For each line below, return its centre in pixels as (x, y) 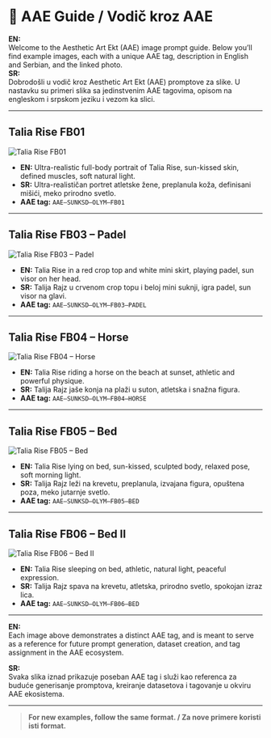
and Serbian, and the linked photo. (66, 65)
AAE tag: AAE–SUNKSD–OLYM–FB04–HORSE (83, 398)
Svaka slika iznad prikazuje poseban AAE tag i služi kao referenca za (123, 676)
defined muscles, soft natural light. (77, 176)
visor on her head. (50, 278)
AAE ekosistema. (36, 694)
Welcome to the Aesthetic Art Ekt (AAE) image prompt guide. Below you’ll (130, 47)
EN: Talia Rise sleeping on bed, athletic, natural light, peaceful (123, 569)
